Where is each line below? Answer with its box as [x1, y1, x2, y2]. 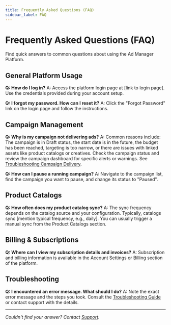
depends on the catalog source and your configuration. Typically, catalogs [5, 210, 161, 216]
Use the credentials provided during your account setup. [5, 90, 124, 96]
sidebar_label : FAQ [5, 12, 47, 17]
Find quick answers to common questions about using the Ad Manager [5, 51, 154, 57]
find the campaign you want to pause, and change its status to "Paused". [5, 177, 158, 183]
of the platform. [5, 260, 38, 266]
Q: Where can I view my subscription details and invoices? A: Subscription [5, 249, 165, 255]
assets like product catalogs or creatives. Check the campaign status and [5, 150, 159, 156]
